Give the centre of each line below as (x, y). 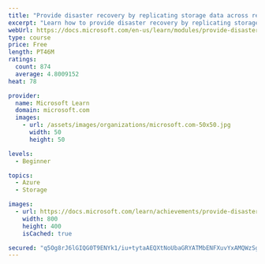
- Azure (28, 183)
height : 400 (42, 226)
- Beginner (33, 161)
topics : (21, 175)
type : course (30, 37)
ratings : (22, 60)
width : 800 (40, 219)
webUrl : (21, 30)
